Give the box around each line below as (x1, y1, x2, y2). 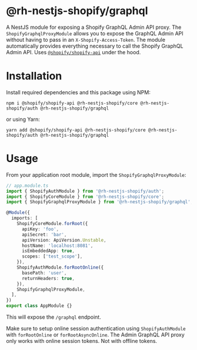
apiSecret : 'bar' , (21, 232, 67, 237)
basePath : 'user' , (21, 270, 67, 276)
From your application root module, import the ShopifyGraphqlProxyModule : (6, 171, 186, 178)
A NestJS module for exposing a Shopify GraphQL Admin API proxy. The (6, 24, 182, 31)
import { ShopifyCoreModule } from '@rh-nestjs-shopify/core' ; (6, 193, 165, 200)
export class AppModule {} (6, 303, 72, 309)
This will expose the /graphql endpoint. (6, 313, 101, 321)
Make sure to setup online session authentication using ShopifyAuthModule (6, 325, 186, 332)
